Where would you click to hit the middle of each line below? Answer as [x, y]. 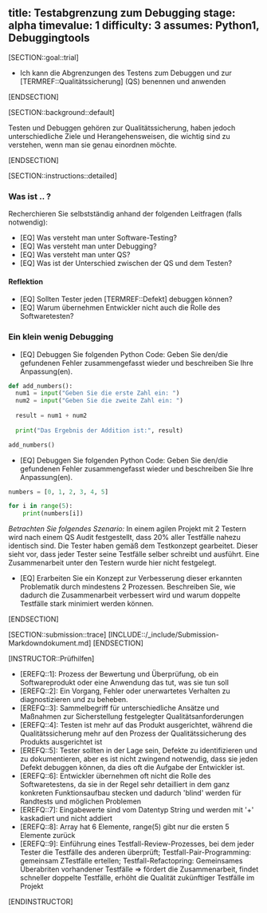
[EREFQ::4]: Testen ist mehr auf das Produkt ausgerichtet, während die [136, 725]
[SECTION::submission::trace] [57, 635]
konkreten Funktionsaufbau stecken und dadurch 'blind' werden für [130, 793]
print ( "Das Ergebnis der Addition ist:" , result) [99, 431]
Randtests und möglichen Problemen [80, 801]
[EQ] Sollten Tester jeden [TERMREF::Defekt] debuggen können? [126, 300]
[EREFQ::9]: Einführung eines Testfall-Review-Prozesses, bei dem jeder [137, 844]
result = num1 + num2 [51, 416]
